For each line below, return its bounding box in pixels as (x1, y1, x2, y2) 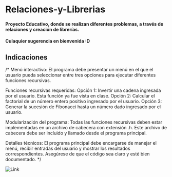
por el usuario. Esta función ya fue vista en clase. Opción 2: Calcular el (5, 93, 155, 99)
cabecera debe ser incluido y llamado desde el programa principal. (5, 130, 147, 136)
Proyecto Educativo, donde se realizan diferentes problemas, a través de (5, 21, 163, 27)
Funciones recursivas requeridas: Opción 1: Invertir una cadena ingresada (5, 87, 161, 93)
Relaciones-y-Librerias (5, 4, 106, 15)
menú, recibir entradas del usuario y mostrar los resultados (5, 145, 130, 152)
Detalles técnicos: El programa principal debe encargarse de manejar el (5, 140, 157, 146)
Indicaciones (5, 53, 48, 62)
